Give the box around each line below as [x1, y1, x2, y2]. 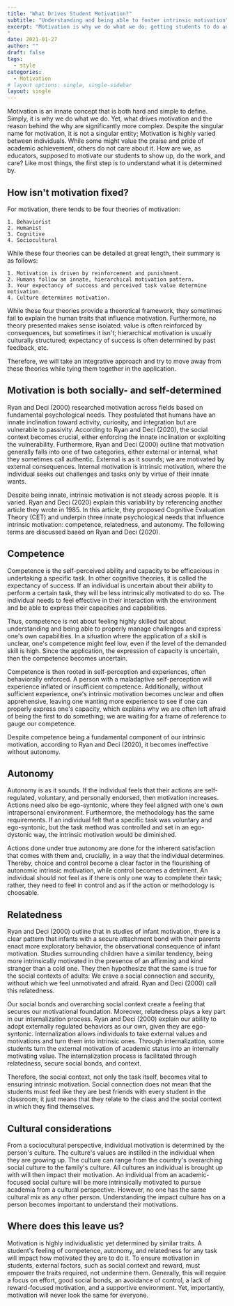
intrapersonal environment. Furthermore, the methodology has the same [7, 808, 214, 817]
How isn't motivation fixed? [7, 186, 129, 199]
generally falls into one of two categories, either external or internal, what [7, 447, 218, 456]
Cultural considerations [7, 1123, 112, 1135]
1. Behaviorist [7, 218, 52, 225]
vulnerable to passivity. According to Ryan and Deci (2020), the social [7, 425, 208, 433]
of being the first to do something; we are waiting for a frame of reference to [7, 712, 226, 720]
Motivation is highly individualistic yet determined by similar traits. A [7, 1238, 202, 1247]
